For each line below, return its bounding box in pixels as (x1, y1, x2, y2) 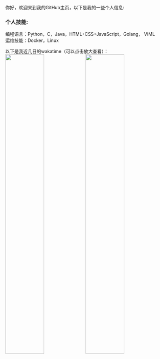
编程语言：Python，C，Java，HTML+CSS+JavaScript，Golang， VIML (5, 31, 155, 37)
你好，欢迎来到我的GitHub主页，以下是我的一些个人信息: (5, 5, 124, 10)
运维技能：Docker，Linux (5, 37, 59, 43)
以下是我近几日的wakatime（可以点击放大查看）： (5, 48, 109, 55)
